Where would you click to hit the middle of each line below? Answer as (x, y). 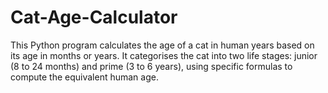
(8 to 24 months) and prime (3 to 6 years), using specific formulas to (151, 66)
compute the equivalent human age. (84, 77)
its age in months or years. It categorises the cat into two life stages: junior (164, 55)
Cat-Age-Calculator (94, 17)
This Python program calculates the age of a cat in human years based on (162, 45)
